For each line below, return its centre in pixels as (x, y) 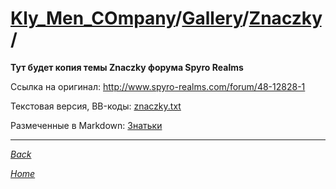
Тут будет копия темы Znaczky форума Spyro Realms (127, 67)
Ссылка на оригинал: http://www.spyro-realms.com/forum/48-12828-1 (158, 86)
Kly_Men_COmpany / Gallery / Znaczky (166, 18)
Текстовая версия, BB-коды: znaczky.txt (96, 106)
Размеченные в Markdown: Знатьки (86, 125)
